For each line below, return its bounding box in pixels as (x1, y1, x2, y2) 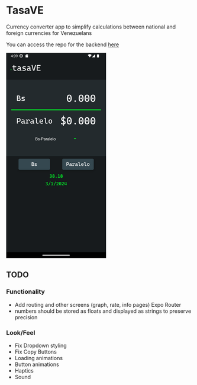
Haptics (14, 367, 34, 374)
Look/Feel (6, 328, 35, 336)
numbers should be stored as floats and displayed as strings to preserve (14, 307, 192, 315)
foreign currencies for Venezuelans (6, 29, 92, 36)
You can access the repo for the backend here (6, 41, 120, 48)
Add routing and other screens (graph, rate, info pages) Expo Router (14, 301, 182, 308)
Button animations (14, 361, 59, 368)
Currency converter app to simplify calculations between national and (6, 23, 176, 30)
